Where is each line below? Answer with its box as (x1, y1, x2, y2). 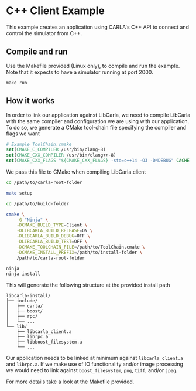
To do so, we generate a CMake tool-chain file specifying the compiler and (6, 124, 186, 131)
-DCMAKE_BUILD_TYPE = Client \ (16, 222, 88, 228)
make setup (6, 190, 33, 196)
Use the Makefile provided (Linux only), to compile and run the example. (6, 62, 180, 69)
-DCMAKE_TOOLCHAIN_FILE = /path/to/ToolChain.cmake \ (16, 244, 145, 250)
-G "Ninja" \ (16, 217, 49, 223)
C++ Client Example (6, 4, 105, 18)
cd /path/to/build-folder (6, 200, 69, 206)
